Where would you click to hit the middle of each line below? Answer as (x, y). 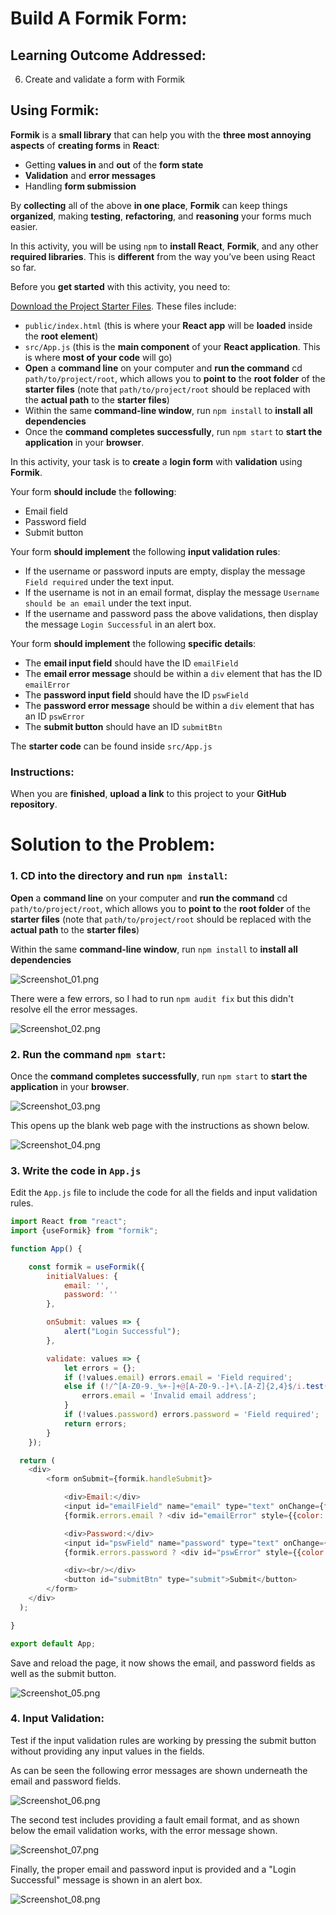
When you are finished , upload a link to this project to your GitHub (148, 794)
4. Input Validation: (57, 1719)
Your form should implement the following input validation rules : (145, 551)
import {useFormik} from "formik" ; (84, 1231)
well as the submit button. (63, 1673)
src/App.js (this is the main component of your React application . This (172, 346)
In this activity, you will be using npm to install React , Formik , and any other (164, 246)
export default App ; (53, 1643)
